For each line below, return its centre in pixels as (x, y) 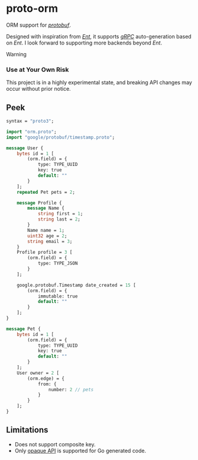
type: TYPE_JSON (58, 263)
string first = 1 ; (60, 214)
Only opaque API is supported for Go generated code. (80, 451)
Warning (16, 54)
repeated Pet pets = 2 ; (46, 192)
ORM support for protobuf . (38, 25)
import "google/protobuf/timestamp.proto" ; (61, 137)
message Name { (46, 208)
